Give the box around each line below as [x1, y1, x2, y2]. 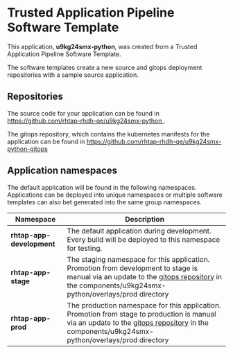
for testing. [67, 243, 103, 253]
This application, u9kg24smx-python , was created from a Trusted [7, 42, 198, 51]
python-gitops [7, 144, 49, 153]
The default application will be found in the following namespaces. [7, 183, 197, 191]
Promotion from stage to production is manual [67, 309, 216, 319]
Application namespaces [7, 165, 118, 177]
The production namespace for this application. [67, 300, 221, 310]
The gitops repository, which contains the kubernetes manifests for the [7, 130, 210, 138]
